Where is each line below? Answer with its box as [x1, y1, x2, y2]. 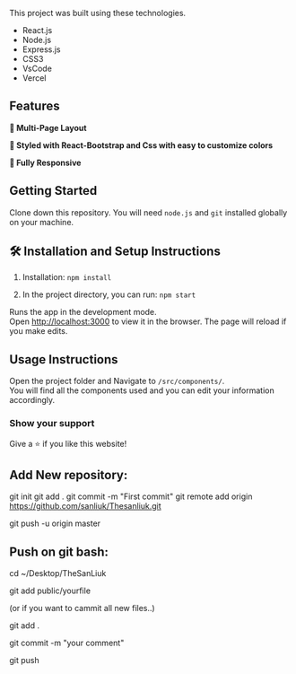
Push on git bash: [9, 544, 109, 559]
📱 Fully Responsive [9, 157, 82, 168]
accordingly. [9, 395, 56, 406]
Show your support [9, 417, 95, 430]
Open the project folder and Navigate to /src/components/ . [9, 376, 225, 387]
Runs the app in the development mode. [9, 307, 157, 318]
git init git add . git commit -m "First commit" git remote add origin [9, 491, 253, 502]
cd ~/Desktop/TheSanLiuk [9, 568, 107, 579]
